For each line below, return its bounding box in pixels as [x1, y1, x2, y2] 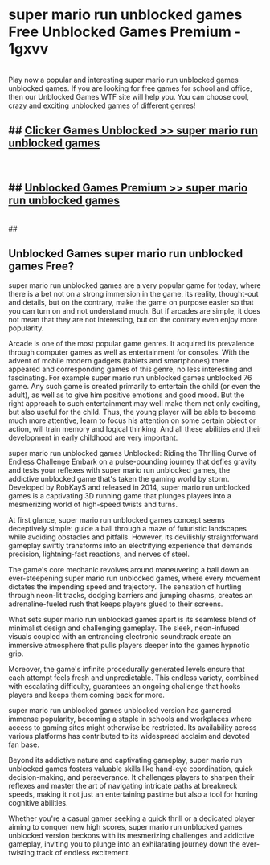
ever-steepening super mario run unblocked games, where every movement [8, 573, 261, 584]
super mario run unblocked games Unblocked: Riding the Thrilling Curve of [8, 449, 257, 458]
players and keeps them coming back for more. [8, 690, 165, 700]
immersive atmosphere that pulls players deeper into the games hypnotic [8, 641, 251, 650]
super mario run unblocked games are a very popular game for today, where [8, 281, 261, 290]
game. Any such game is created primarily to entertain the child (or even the [8, 382, 261, 392]
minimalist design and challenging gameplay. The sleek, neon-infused [8, 623, 239, 633]
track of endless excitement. [35, 848, 131, 858]
